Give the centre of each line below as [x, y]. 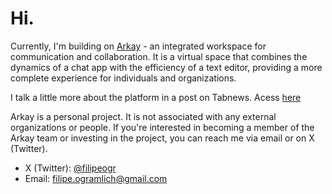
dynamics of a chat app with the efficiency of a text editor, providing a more [166, 67]
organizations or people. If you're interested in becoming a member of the [162, 127]
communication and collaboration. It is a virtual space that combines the [159, 56]
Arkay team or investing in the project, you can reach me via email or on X [162, 138]
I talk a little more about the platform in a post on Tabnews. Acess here [156, 97]
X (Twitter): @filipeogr [70, 168]
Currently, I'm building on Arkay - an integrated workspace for [138, 46]
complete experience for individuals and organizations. [123, 78]
